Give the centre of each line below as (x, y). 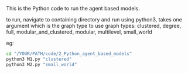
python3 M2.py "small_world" (42, 64)
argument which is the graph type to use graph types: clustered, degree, (94, 26)
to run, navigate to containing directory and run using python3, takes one (94, 19)
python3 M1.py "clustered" (39, 59)
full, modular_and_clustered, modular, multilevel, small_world (79, 32)
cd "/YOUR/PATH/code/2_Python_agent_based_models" (69, 54)
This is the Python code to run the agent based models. (73, 8)
